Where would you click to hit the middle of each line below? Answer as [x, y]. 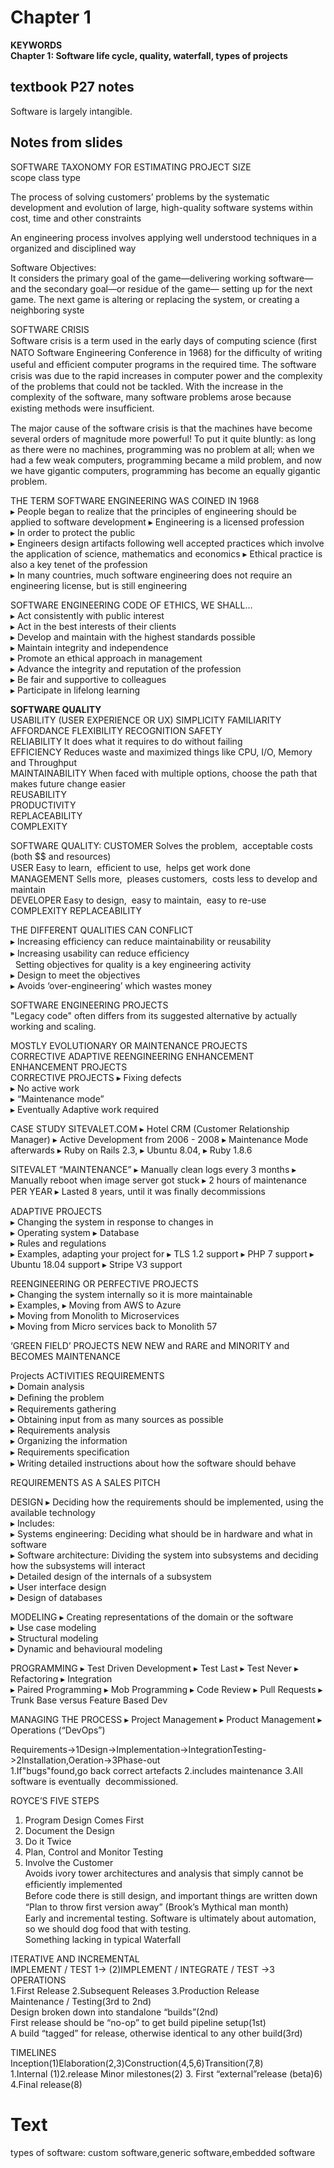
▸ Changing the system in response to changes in [112, 1222]
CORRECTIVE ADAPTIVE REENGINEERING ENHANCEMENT [132, 1056]
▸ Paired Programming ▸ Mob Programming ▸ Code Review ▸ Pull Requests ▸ [166, 1689]
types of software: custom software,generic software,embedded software [163, 2152]
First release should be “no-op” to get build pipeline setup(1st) [138, 2022]
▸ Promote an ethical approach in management [106, 658]
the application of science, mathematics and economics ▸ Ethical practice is [166, 553]
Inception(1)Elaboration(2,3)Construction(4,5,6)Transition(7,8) [137, 2063]
